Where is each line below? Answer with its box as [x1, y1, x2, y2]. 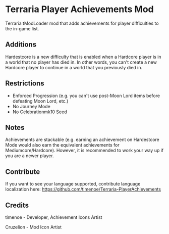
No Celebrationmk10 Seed [12, 109, 67, 115]
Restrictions [5, 79, 44, 88]
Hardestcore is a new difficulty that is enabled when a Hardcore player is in [5, 54, 161, 60]
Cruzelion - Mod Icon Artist [5, 224, 62, 230]
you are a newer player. [5, 153, 54, 159]
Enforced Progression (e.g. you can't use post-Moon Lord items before [12, 92, 160, 99]
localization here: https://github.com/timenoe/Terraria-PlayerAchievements [5, 186, 161, 193]
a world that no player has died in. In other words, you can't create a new [5, 59, 157, 65]
